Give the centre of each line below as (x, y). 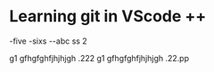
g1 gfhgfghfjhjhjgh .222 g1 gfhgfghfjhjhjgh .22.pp (99, 58)
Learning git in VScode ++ (108, 16)
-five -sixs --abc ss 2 (48, 41)
